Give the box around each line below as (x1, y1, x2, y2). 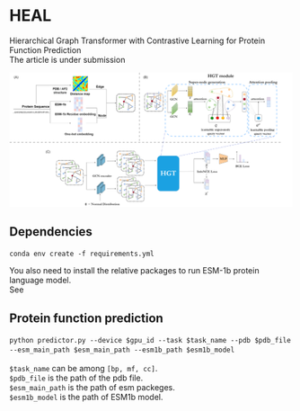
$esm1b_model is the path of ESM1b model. (9, 392, 163, 403)
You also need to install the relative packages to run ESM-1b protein (9, 265, 260, 276)
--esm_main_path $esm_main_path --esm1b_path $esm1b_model (9, 345, 235, 355)
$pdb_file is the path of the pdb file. (9, 372, 144, 383)
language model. (9, 275, 72, 286)
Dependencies (9, 224, 93, 239)
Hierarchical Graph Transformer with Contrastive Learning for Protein (9, 35, 266, 46)
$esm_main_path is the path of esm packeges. (9, 382, 175, 393)
